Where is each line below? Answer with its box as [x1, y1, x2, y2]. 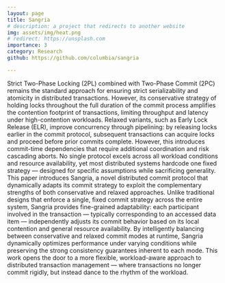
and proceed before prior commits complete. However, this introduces [7, 137, 205, 146]
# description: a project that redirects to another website [7, 23, 185, 29]
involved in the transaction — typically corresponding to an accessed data [7, 210, 217, 218]
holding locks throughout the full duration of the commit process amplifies [7, 100, 216, 109]
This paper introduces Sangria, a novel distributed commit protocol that [7, 174, 209, 182]
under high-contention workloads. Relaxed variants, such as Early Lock [7, 116, 208, 124]
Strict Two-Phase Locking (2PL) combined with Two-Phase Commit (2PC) [7, 79, 215, 87]
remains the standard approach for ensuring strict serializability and [7, 86, 198, 94]
